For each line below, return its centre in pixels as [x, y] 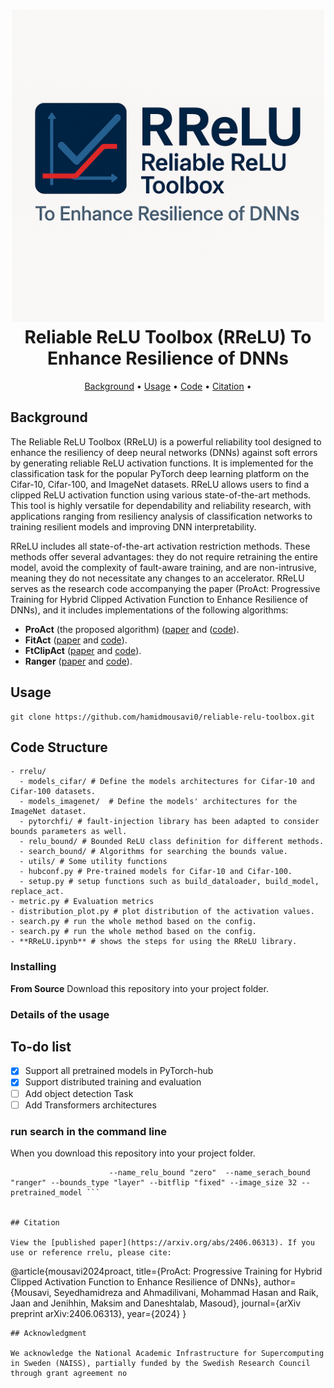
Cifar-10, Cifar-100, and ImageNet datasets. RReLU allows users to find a [160, 484]
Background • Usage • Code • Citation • [168, 386]
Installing [33, 967]
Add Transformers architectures [90, 1105]
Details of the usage [60, 1014]
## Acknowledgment [48, 1333]
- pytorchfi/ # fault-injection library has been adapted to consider [169, 822]
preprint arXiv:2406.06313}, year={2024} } [98, 1313]
